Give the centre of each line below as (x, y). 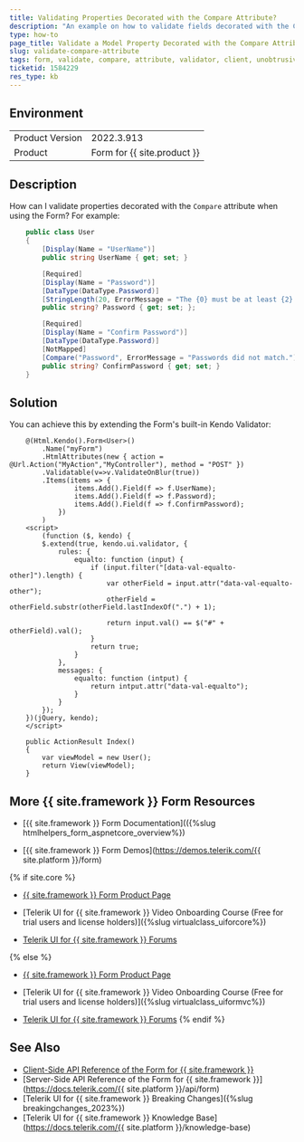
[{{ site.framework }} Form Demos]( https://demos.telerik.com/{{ (142, 850)
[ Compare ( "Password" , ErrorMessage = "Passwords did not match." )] (171, 357)
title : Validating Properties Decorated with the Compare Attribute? (143, 18)
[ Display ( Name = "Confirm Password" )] (115, 333)
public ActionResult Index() (81, 742)
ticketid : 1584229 (44, 69)
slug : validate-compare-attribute (75, 52)
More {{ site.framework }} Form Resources (133, 801)
